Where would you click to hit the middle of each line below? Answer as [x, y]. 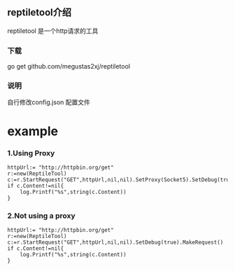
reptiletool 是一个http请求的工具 [53, 31]
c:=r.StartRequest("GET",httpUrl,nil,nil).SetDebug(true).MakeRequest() [115, 243]
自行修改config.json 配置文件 [49, 102]
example [33, 131]
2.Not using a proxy [41, 216]
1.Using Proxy [31, 153]
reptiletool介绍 [40, 13]
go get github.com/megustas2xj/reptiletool [69, 67]
